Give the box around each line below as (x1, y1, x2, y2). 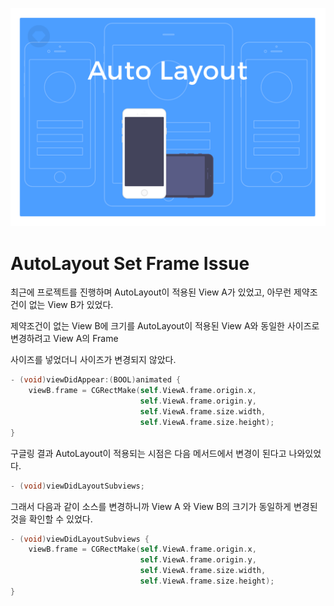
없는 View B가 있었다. (28, 299, 114, 311)
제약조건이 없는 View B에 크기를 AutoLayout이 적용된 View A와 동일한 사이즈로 (10, 320, 320, 332)
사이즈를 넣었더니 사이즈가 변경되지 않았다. (10, 354, 177, 366)
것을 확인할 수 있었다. (10, 513, 93, 525)
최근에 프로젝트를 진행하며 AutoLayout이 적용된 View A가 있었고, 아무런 (10, 286, 292, 298)
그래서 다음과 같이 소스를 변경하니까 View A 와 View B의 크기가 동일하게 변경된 (10, 500, 318, 512)
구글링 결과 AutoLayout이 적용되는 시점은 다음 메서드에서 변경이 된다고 (10, 447, 287, 459)
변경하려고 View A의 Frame (10, 333, 119, 345)
